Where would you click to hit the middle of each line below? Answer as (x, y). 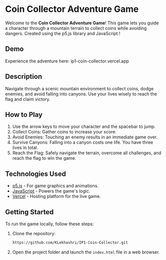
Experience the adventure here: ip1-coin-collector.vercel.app (67, 61)
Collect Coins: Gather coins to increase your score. (64, 132)
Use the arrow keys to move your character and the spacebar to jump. (84, 127)
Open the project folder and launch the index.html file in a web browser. (86, 252)
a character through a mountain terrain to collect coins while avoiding (76, 28)
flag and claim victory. (28, 99)
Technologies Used (35, 174)
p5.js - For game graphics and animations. (55, 186)
